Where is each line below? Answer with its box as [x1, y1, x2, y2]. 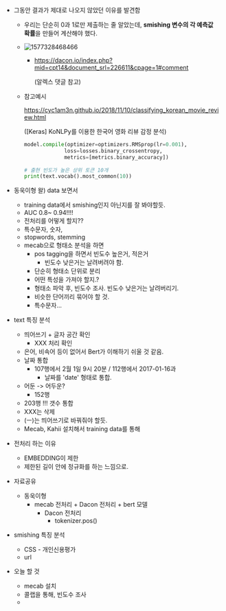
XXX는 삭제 [23, 408, 55, 416]
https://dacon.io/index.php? [34, 56, 113, 64]
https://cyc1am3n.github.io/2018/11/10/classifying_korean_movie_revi [23, 106, 219, 114]
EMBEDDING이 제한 [23, 454, 79, 462]
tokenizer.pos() [54, 517, 98, 525]
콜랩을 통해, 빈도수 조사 [23, 590, 87, 599]
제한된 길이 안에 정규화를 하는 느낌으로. [23, 463, 129, 471]
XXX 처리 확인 [34, 339, 73, 347]
